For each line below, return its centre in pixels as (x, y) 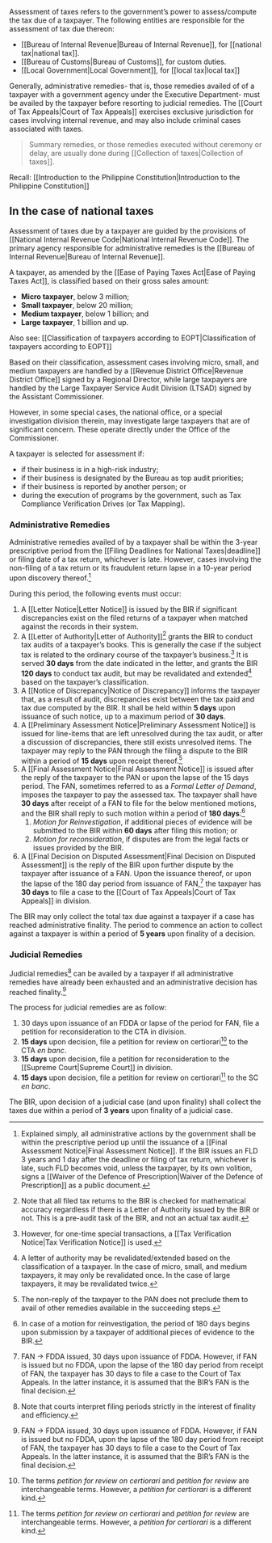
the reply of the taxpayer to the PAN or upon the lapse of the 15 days (135, 778)
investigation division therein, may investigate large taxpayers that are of (130, 420)
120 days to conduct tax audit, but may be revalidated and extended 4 (136, 672)
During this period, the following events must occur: (95, 593)
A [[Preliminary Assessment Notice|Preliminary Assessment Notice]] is (138, 725)
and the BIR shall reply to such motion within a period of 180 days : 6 (133, 813)
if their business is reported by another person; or (103, 486)
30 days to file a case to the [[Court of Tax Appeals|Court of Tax (128, 892)
